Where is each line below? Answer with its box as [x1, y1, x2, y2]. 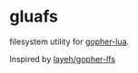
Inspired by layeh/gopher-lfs [9, 53, 116, 64]
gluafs [9, 6, 59, 27]
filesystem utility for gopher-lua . [9, 36, 130, 47]
